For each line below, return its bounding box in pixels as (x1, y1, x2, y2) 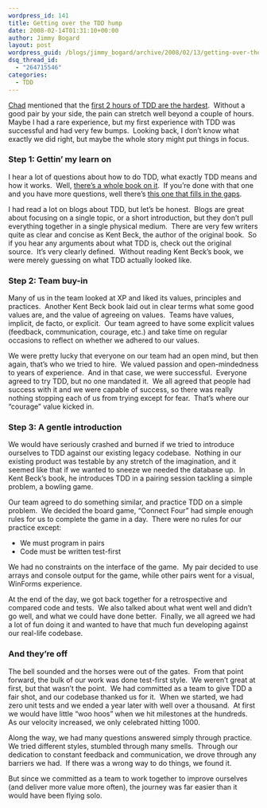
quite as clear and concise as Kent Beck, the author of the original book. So (8, 229, 257, 239)
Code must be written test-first (19, 547, 122, 556)
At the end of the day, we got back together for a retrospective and (8, 594, 228, 604)
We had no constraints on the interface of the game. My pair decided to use (8, 563, 258, 572)
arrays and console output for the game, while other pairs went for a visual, (8, 571, 255, 580)
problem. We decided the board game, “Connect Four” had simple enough (8, 506, 253, 516)
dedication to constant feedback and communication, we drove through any (8, 750, 257, 759)
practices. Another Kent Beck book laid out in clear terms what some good (8, 302, 254, 312)
